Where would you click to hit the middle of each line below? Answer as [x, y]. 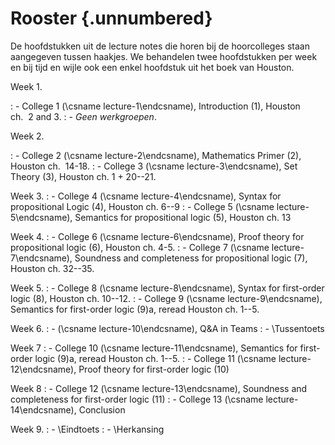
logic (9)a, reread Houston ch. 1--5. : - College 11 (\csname [155, 358]
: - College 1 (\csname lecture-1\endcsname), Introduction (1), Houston [155, 106]
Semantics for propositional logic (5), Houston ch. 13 [183, 217]
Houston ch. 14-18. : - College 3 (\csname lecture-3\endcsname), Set [154, 166]
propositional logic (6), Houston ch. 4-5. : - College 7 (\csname [140, 247]
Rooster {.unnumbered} [111, 18]
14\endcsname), [43, 409]
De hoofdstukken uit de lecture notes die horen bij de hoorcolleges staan [160, 46]
